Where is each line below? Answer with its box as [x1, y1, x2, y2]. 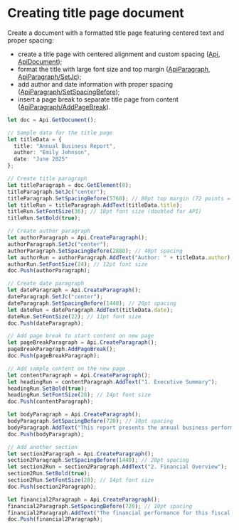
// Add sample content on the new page [7, 364, 126, 372]
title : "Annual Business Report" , [14, 142, 116, 150]
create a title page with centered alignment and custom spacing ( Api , [17, 50, 221, 58]
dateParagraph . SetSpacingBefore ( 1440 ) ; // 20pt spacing [7, 300, 176, 307]
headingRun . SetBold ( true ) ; [7, 385, 87, 392]
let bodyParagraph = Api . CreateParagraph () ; [7, 411, 142, 418]
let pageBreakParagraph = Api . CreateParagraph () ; [7, 339, 158, 346]
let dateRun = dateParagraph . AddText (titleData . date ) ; [7, 306, 174, 313]
